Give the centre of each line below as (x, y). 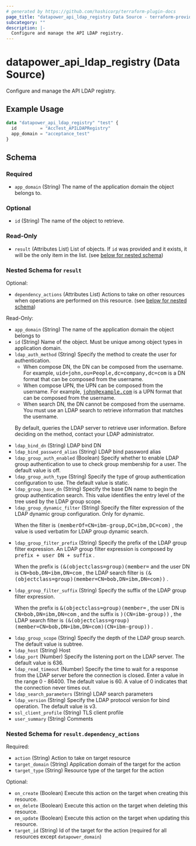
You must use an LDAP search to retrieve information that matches (103, 410)
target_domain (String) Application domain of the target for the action (97, 764)
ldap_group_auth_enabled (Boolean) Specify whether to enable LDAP (97, 458)
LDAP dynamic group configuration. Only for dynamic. (79, 513)
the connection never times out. (53, 687)
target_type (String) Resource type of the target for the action (89, 770)
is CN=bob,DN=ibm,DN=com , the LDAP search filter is (79, 573)
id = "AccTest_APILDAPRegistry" (61, 128)
